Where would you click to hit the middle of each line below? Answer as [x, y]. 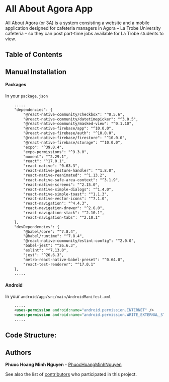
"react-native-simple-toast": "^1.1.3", [66, 194]
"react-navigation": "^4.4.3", [56, 204]
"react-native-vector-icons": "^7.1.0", [66, 199]
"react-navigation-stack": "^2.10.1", [64, 213]
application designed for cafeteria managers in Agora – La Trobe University [83, 28]
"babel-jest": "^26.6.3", [51, 246]
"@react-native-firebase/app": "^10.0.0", [68, 129]
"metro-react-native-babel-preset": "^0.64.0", [74, 260]
